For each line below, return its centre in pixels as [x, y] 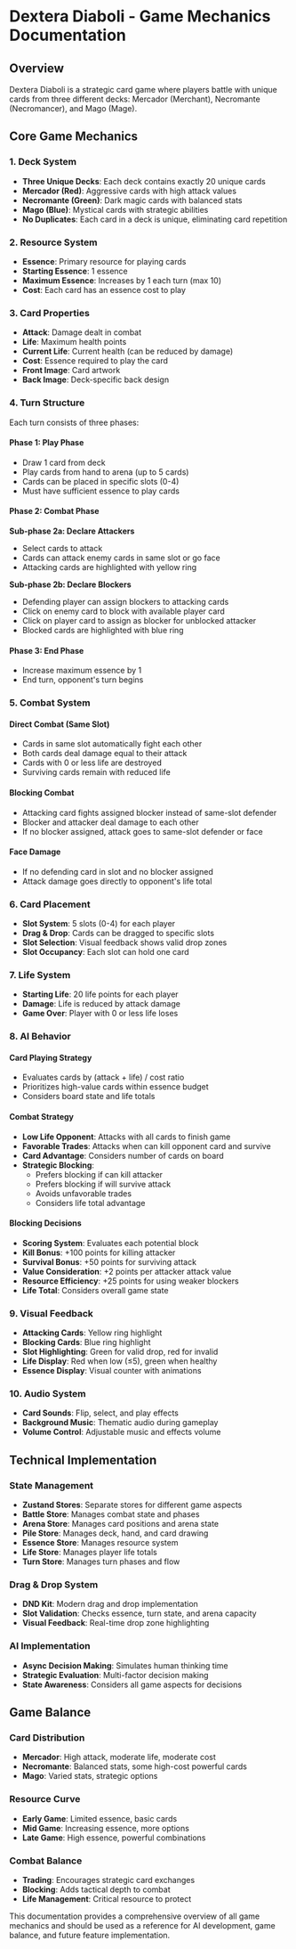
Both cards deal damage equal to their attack [104, 754]
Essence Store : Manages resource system [100, 1543]
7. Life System [40, 974]
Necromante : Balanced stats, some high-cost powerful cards [134, 1766]
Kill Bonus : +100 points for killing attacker [99, 1252]
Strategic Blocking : [58, 1165]
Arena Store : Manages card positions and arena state [120, 1524]
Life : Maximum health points [74, 342]
